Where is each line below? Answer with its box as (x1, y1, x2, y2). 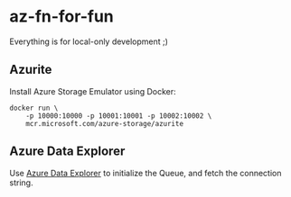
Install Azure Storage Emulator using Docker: (9, 85, 176, 96)
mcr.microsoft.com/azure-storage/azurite (25, 119, 183, 128)
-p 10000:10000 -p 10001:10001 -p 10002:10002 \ (25, 111, 212, 121)
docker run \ (9, 103, 59, 112)
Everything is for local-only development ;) (9, 36, 169, 47)
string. (9, 177, 33, 188)
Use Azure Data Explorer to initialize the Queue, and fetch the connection (9, 167, 282, 178)
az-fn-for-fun (9, 6, 115, 27)
